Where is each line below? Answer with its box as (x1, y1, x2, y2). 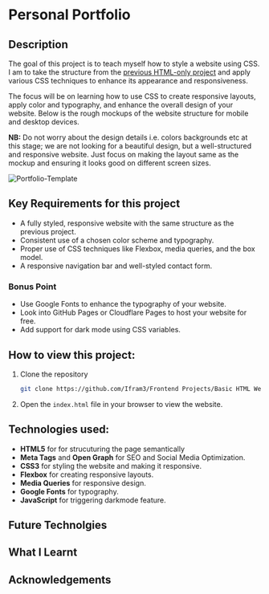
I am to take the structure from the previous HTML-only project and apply (8, 67, 251, 77)
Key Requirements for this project (8, 197, 181, 210)
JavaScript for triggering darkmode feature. (19, 495, 166, 505)
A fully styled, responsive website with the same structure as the (19, 218, 234, 228)
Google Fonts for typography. (19, 486, 119, 496)
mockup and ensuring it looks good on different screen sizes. (8, 158, 211, 168)
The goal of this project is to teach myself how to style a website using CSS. (8, 59, 260, 68)
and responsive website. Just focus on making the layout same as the (8, 150, 239, 159)
